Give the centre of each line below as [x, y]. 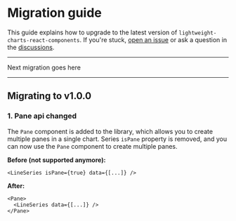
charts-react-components [44, 40]
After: [16, 186]
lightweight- [198, 33]
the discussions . [31, 47]
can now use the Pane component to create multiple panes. [92, 146]
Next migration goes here [44, 67]
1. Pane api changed [42, 116]
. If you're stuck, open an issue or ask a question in [153, 39]
